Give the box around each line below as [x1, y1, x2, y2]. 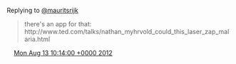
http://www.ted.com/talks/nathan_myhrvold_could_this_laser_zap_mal [24, 28, 230, 36]
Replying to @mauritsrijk [6, 6, 79, 14]
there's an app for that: [24, 20, 92, 28]
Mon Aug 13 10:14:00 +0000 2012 [13, 49, 113, 57]
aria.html [24, 35, 51, 43]
